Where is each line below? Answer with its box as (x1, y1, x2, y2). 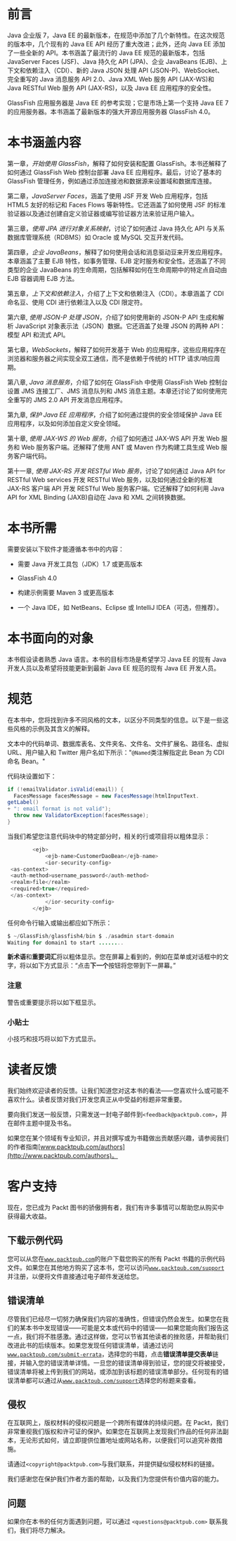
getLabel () (7, 799, 39, 806)
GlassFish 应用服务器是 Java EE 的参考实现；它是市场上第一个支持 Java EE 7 (7, 98, 229, 107)
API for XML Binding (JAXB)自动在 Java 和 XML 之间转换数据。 (7, 493, 190, 501)
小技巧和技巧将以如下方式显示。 (7, 1034, 100, 1043)
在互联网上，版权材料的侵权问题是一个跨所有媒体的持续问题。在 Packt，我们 (7, 1419, 228, 1427)
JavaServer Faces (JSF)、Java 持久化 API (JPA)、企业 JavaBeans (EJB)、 (7, 57, 221, 65)
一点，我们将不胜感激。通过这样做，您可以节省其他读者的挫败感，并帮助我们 (7, 1332, 229, 1341)
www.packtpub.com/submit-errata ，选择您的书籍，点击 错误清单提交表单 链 (7, 1350, 219, 1358)
